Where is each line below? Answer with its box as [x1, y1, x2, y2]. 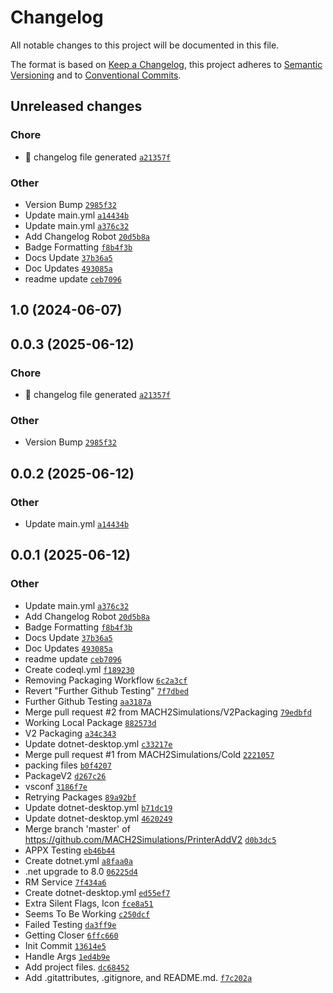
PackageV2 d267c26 [24, 769, 107, 781]
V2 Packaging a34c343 [24, 727, 117, 739]
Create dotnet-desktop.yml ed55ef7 [24, 886, 171, 898]
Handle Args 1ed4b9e [24, 950, 111, 962]
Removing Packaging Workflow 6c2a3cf [24, 674, 188, 686]
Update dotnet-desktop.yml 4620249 [24, 812, 173, 824]
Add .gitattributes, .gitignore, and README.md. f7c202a [24, 971, 253, 983]
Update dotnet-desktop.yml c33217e [24, 737, 173, 750]
